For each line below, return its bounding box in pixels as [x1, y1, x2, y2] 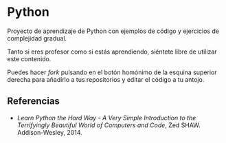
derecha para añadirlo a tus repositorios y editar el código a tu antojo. [7, 75, 205, 83]
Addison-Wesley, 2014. [16, 128, 82, 136]
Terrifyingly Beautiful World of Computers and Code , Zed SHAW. [16, 121, 201, 129]
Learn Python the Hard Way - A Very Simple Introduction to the [16, 113, 196, 122]
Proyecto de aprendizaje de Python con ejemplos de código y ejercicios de [7, 27, 220, 35]
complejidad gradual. [7, 34, 67, 42]
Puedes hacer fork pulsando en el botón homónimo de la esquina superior [7, 68, 218, 76]
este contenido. [7, 54, 52, 63]
